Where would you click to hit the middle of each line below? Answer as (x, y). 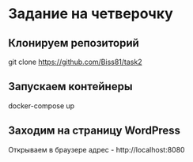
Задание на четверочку (91, 14)
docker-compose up (42, 105)
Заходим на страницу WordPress (94, 131)
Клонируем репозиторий (74, 43)
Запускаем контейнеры (70, 87)
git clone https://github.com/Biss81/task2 (75, 62)
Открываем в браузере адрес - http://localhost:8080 (96, 149)
